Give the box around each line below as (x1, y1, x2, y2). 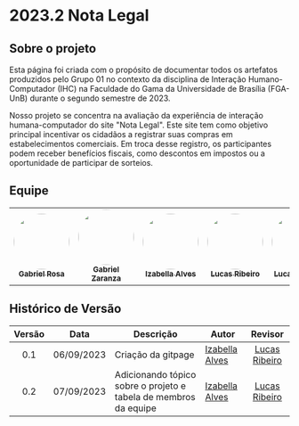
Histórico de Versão (9, 301, 122, 316)
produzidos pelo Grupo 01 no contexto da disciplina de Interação (9, 74, 246, 85)
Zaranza (91, 273, 122, 283)
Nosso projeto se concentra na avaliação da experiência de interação (9, 111, 264, 120)
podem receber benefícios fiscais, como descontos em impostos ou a (9, 148, 265, 159)
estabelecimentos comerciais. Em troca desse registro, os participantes (9, 139, 272, 149)
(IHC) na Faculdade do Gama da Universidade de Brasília (57, 84, 266, 94)
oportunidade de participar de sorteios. (9, 158, 154, 168)
